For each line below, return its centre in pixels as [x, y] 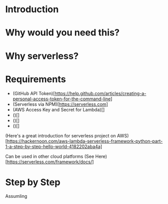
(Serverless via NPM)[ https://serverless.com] [60, 104]
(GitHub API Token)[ [34, 93]
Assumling [16, 196]
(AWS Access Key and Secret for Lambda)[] [59, 109]
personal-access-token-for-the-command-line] [62, 99]
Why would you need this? [62, 33]
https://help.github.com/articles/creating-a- [101, 93]
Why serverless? [42, 56]
